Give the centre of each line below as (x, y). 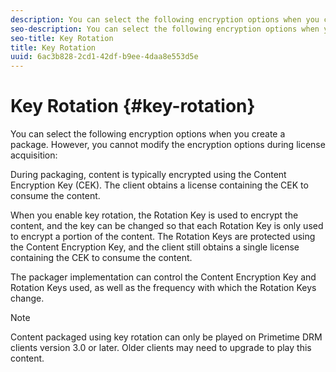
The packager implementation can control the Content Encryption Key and (163, 277)
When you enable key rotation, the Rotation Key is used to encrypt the (154, 215)
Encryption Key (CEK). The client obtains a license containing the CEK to (159, 185)
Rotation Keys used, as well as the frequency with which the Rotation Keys (163, 288)
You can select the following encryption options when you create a (148, 134)
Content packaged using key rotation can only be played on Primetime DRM (166, 337)
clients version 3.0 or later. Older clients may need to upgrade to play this (161, 348)
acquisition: (34, 155)
